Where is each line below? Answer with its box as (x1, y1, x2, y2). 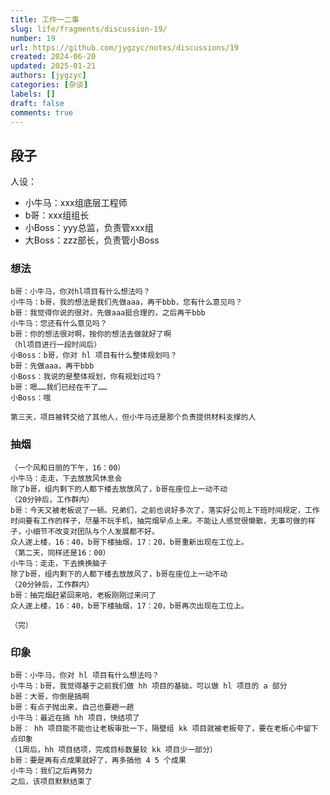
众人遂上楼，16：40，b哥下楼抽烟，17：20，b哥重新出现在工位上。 (10, 537, 249, 547)
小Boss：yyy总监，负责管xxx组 (24, 222, 154, 234)
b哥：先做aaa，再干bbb (10, 361, 95, 371)
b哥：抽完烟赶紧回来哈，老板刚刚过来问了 (10, 590, 157, 600)
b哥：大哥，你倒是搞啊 (10, 692, 90, 702)
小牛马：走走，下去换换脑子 (10, 558, 108, 568)
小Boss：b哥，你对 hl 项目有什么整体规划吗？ (10, 351, 178, 361)
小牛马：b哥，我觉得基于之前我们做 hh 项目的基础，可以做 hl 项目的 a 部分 (10, 681, 288, 691)
